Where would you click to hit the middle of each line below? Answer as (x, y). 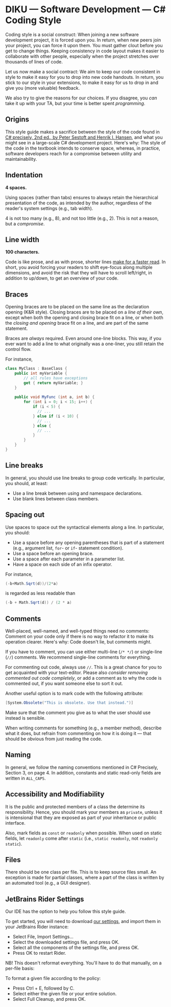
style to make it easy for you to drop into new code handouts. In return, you (84, 77)
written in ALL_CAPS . (26, 778)
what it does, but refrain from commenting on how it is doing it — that (78, 733)
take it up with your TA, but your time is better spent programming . (75, 103)
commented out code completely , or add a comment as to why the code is (83, 678)
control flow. (18, 349)
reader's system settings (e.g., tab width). (49, 208)
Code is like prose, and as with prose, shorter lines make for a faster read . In (86, 262)
